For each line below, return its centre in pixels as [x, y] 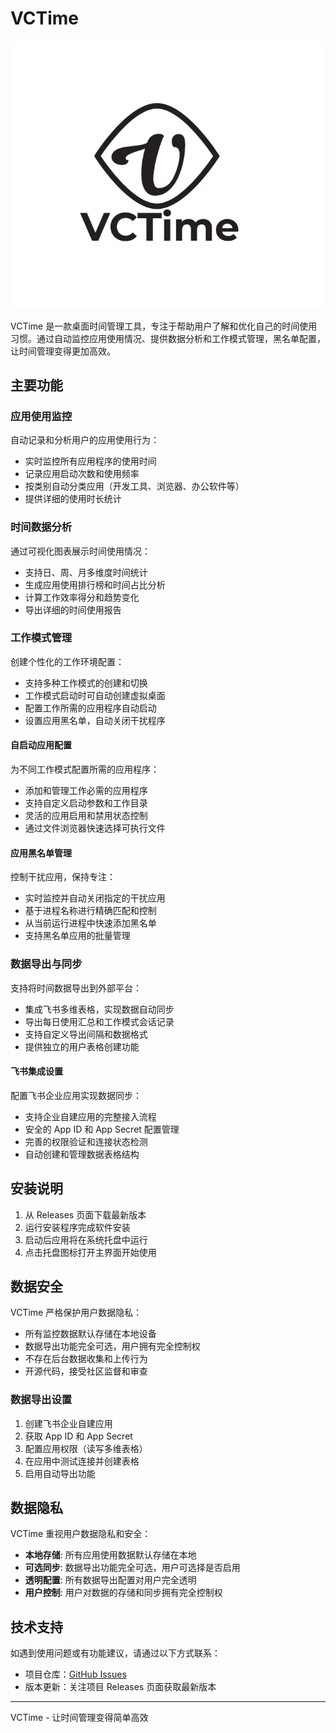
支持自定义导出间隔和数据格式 [86, 1034]
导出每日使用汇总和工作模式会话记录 [99, 1021]
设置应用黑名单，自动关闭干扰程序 [95, 720]
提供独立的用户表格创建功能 [82, 1046]
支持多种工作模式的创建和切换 [86, 683]
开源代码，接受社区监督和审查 [86, 1371]
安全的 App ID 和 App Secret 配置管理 [102, 1129]
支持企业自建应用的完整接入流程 [90, 1116]
